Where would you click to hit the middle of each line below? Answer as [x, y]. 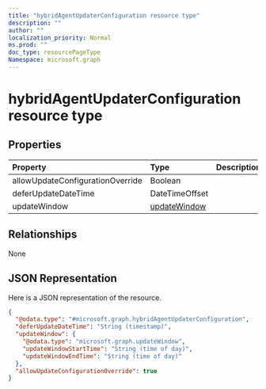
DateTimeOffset [179, 193]
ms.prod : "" [28, 45]
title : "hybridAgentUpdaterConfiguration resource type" [104, 15]
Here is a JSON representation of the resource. [85, 297]
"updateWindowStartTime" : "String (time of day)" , [108, 349]
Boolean [165, 181]
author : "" [26, 30]
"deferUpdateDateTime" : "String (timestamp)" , [93, 327]
